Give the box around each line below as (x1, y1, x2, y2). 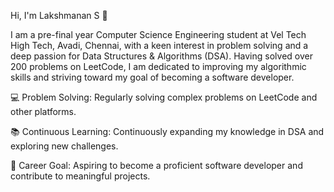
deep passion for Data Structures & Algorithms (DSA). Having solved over (10, 50, 313, 62)
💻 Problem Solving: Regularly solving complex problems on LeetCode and (10, 91, 318, 103)
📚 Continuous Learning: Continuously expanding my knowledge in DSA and (10, 126, 325, 137)
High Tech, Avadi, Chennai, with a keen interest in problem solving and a (10, 40, 309, 51)
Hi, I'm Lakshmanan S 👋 (10, 10, 108, 21)
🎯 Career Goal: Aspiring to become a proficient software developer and (10, 160, 303, 171)
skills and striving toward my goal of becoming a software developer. (10, 71, 295, 83)
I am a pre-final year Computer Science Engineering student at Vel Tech (10, 29, 307, 40)
